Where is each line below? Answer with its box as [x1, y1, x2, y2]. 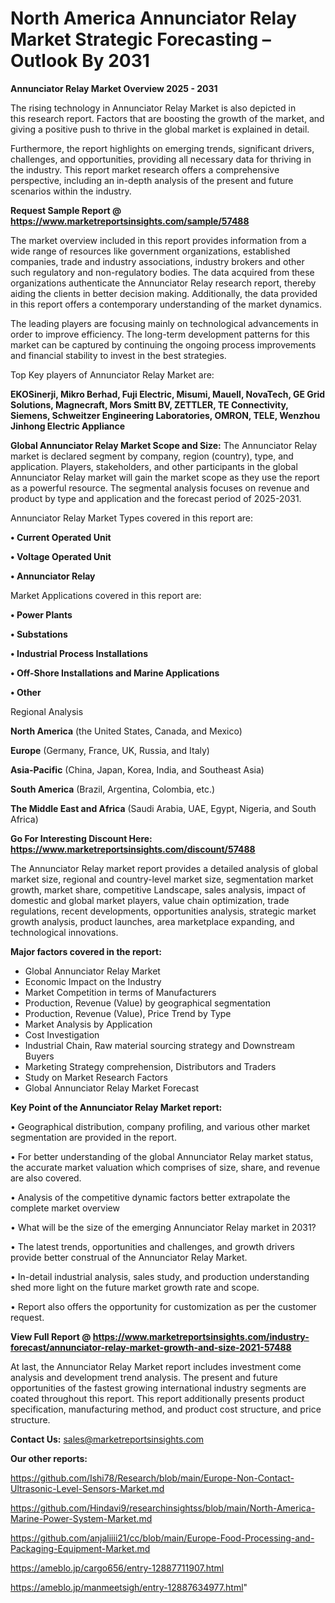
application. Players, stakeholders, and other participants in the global [10, 460, 298, 472]
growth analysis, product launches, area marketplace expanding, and [10, 915, 295, 927]
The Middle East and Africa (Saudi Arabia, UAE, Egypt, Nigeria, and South [10, 802, 317, 814]
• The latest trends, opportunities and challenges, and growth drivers [10, 1240, 295, 1252]
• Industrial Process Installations [10, 647, 149, 659]
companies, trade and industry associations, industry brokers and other [10, 255, 305, 267]
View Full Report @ [10, 1330, 92, 1342]
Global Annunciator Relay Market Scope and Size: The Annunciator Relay [10, 439, 318, 451]
